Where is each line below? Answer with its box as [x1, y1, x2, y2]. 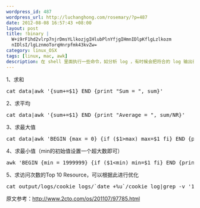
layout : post [6, 25, 39, 32]
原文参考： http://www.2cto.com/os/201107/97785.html [6, 195, 140, 202]
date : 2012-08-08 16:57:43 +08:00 [6, 20, 92, 26]
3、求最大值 [6, 123, 36, 131]
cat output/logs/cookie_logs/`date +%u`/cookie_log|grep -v [6, 183, 186, 190]
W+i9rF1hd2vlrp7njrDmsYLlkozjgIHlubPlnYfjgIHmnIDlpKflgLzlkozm [11, 36, 171, 42]
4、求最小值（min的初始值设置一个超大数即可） [6, 147, 123, 154]
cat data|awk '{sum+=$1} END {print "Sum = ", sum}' [6, 88, 164, 94]
